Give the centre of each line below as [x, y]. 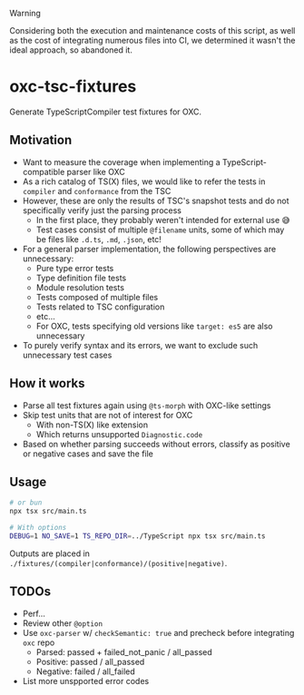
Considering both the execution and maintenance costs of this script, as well [152, 30]
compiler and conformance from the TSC [97, 191]
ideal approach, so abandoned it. [71, 50]
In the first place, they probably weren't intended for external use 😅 [163, 220]
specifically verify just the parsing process [102, 210]
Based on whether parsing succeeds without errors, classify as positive [156, 444]
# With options [38, 528]
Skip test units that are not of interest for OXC [108, 415]
